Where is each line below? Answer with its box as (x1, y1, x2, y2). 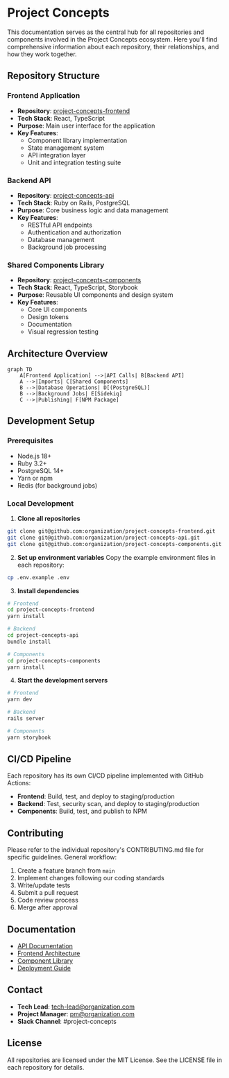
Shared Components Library (7, 260, 105, 270)
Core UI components (27, 305, 87, 314)
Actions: (7, 779, 31, 787)
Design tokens (27, 313, 69, 321)
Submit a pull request (17, 889, 78, 897)
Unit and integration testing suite (27, 158, 121, 166)
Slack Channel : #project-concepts (17, 1017, 117, 1025)
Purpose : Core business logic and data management (17, 206, 169, 214)
